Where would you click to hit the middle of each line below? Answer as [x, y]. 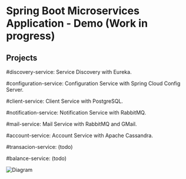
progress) [31, 36]
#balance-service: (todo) [36, 158]
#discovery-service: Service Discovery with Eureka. [69, 72]
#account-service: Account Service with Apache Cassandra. [79, 135]
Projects [22, 58]
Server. [15, 89]
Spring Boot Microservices [73, 11]
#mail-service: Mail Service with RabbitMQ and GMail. [72, 124]
